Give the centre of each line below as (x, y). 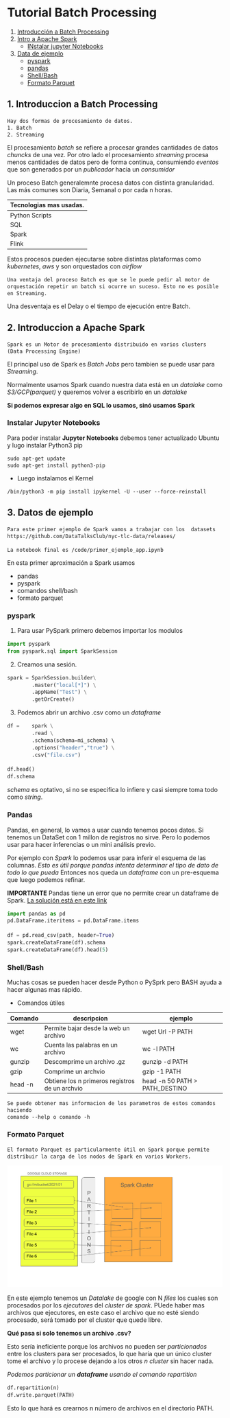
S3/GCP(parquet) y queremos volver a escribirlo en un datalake (97, 392)
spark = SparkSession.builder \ (52, 677)
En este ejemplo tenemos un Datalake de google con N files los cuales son (113, 1298)
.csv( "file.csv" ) (56, 755)
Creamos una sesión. (47, 664)
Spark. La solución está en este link (57, 900)
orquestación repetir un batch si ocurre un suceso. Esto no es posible (113, 286)
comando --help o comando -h (49, 1117)
